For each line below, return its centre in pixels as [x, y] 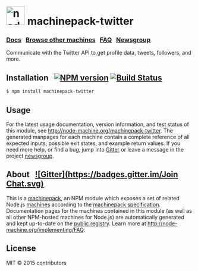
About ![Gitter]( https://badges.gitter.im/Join [92, 174]
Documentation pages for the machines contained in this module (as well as [99, 210]
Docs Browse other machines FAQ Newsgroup [78, 40]
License [21, 249]
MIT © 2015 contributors [36, 263]
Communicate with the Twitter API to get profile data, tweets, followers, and [99, 53]
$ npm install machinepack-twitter [50, 92]
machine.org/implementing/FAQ [45, 229]
